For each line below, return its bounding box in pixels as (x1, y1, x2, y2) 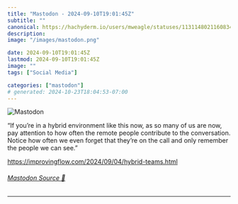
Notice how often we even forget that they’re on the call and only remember (7, 136, 229, 145)
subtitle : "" (7, 17, 46, 24)
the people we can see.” (7, 144, 78, 152)
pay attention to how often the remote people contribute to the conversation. (7, 128, 231, 138)
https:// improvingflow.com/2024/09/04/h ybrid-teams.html (7, 157, 178, 166)
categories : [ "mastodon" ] (7, 82, 84, 89)
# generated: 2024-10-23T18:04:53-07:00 (7, 88, 129, 95)
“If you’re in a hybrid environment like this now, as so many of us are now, (7, 121, 222, 130)
